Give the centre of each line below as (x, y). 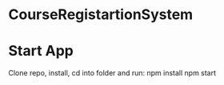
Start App (41, 51)
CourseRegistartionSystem (101, 15)
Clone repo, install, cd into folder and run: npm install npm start (112, 73)
